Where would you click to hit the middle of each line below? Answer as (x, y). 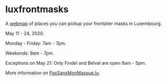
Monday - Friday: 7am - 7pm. (36, 43)
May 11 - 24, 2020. (25, 33)
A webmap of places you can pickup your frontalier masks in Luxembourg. (83, 23)
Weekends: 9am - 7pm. (30, 53)
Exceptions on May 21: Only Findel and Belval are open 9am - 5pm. (76, 63)
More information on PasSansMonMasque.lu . (53, 73)
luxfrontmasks (37, 9)
